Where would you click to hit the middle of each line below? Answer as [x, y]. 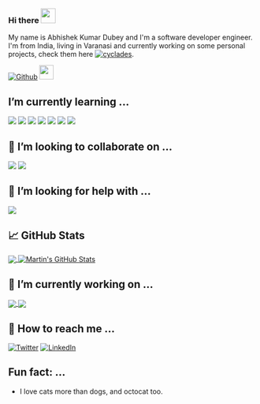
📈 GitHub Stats [46, 236]
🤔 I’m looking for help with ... [80, 191]
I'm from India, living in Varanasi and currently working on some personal [127, 46]
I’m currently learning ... [69, 101]
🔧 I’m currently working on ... [81, 284]
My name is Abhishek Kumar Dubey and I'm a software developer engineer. [130, 37]
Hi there [24, 20]
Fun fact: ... [37, 372]
